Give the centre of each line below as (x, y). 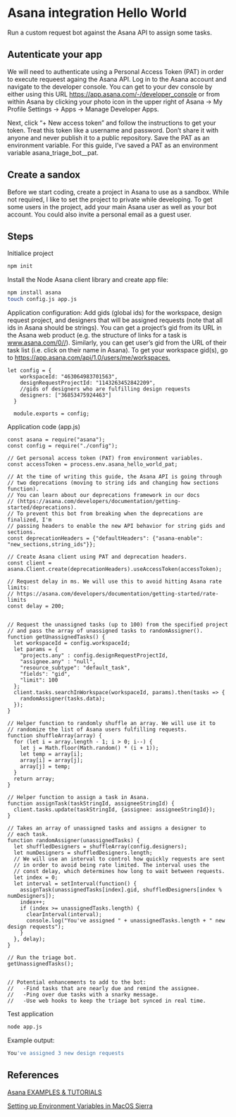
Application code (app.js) (44, 427)
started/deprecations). (42, 507)
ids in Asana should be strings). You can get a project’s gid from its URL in (114, 328)
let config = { (30, 371)
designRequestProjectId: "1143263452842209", (88, 383)
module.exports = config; (52, 414)
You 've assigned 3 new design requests (66, 1053)
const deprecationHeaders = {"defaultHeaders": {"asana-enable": (105, 538)
